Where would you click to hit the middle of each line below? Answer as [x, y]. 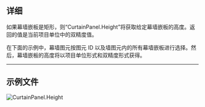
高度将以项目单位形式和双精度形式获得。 [94, 55]
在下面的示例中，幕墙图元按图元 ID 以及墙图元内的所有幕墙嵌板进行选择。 [99, 47]
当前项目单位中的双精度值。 [62, 34]
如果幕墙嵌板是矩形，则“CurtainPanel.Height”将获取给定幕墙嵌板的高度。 [98, 27]
